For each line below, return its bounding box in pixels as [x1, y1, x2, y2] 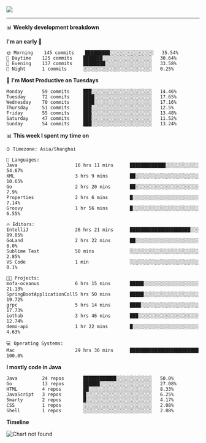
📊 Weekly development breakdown [6, 24, 99, 31]
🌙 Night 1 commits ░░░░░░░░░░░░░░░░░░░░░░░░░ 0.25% [6, 66, 174, 72]
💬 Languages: [6, 157, 40, 163]
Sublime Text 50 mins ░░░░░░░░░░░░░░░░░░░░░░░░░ [6, 248, 199, 254]
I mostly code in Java [6, 364, 61, 370]
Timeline [6, 418, 29, 426]
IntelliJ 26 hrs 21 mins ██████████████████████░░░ [6, 227, 199, 233]
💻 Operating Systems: [6, 340, 64, 347]
